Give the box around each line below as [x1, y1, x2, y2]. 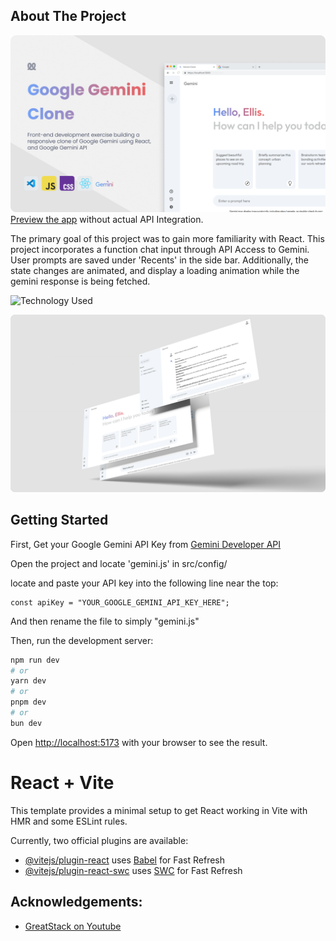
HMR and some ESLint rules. [10, 815, 128, 827]
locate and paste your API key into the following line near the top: [10, 577, 279, 589]
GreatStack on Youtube [24, 920, 122, 932]
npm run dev [10, 655, 60, 665]
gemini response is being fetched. [10, 275, 151, 288]
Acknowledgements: [10, 894, 143, 911]
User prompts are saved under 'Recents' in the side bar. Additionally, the [10, 254, 309, 266]
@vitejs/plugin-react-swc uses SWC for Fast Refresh [24, 864, 243, 876]
